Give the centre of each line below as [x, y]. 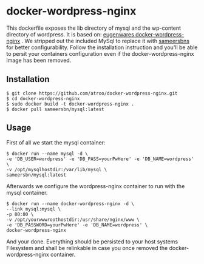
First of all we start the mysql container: [56, 142]
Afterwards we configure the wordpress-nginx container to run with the [96, 186]
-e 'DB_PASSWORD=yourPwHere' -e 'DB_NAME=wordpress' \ [77, 225]
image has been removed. [39, 60]
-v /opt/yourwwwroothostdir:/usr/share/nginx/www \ [73, 220]
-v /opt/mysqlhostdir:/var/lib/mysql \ [57, 169]
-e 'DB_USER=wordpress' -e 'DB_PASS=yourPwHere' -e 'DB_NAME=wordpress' [100, 159]
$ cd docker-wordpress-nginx [43, 98]
